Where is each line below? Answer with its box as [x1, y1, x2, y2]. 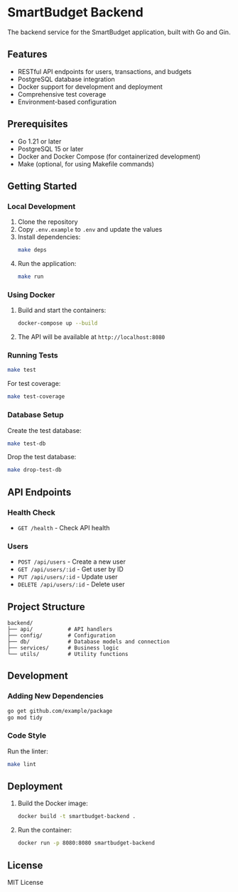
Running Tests [7, 350, 58, 360]
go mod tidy [7, 714, 43, 721]
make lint [7, 761, 37, 768]
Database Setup [7, 410, 64, 420]
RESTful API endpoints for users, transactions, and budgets [17, 67, 192, 75]
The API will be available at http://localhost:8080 [17, 333, 166, 341]
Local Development [7, 201, 76, 211]
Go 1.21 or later [17, 136, 62, 146]
